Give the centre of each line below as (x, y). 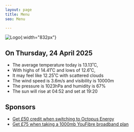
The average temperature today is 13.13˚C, (55, 65)
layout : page (19, 10)
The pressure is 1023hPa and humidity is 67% (59, 86)
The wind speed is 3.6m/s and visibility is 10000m (63, 81)
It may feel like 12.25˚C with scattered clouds (58, 75)
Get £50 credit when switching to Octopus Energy (63, 119)
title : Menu (17, 14)
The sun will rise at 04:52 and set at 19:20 (55, 91)
